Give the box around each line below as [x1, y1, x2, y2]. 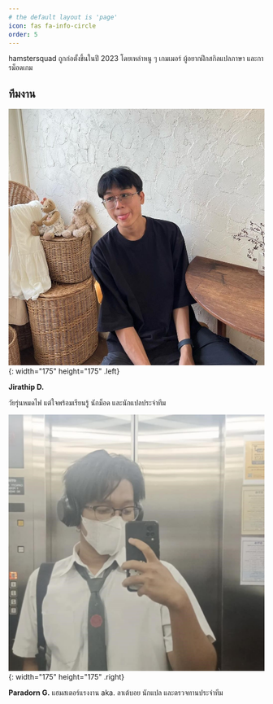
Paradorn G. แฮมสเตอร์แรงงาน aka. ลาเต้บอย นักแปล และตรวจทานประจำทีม [8, 688, 223, 697]
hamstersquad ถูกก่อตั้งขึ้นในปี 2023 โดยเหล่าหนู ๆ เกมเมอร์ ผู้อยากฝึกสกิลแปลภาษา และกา [8, 54, 264, 63]
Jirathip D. [8, 383, 45, 392]
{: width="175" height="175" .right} [8, 672, 124, 682]
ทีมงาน [8, 86, 36, 101]
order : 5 [8, 30, 38, 38]
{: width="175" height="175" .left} [8, 366, 120, 376]
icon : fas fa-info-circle [8, 21, 96, 30]
